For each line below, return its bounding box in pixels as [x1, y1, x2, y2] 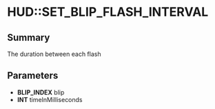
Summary [7, 32, 50, 43]
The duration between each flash [7, 50, 101, 58]
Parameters [7, 70, 59, 81]
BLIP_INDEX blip [17, 88, 65, 97]
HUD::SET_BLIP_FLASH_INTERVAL [7, 4, 209, 20]
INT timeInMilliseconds [17, 95, 83, 103]
